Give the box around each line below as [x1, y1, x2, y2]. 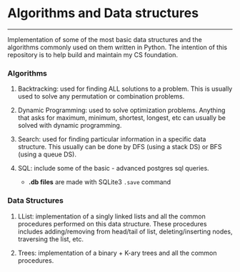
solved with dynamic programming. [17, 121, 122, 130]
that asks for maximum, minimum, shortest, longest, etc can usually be [17, 114, 226, 122]
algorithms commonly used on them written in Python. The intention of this [7, 43, 227, 51]
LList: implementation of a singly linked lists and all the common [17, 212, 206, 221]
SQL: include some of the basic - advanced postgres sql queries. [17, 164, 209, 173]
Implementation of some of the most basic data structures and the [7, 35, 202, 44]
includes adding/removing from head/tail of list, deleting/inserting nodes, [17, 227, 233, 236]
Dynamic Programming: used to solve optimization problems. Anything [17, 106, 226, 115]
